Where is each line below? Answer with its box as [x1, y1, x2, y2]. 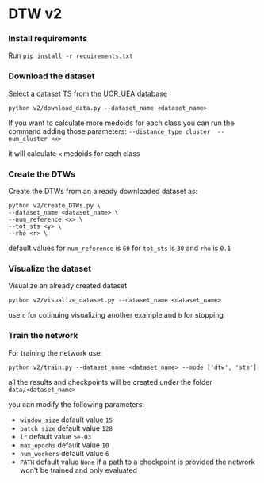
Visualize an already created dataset [8, 281, 128, 291]
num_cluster [8, 135, 48, 143]
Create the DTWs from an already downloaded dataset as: [8, 187, 198, 196]
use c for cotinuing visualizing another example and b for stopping [8, 310, 224, 320]
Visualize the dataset [8, 263, 92, 274]
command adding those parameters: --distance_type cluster [8, 126, 211, 135]
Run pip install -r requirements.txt [8, 51, 133, 60]
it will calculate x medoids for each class [8, 148, 140, 158]
